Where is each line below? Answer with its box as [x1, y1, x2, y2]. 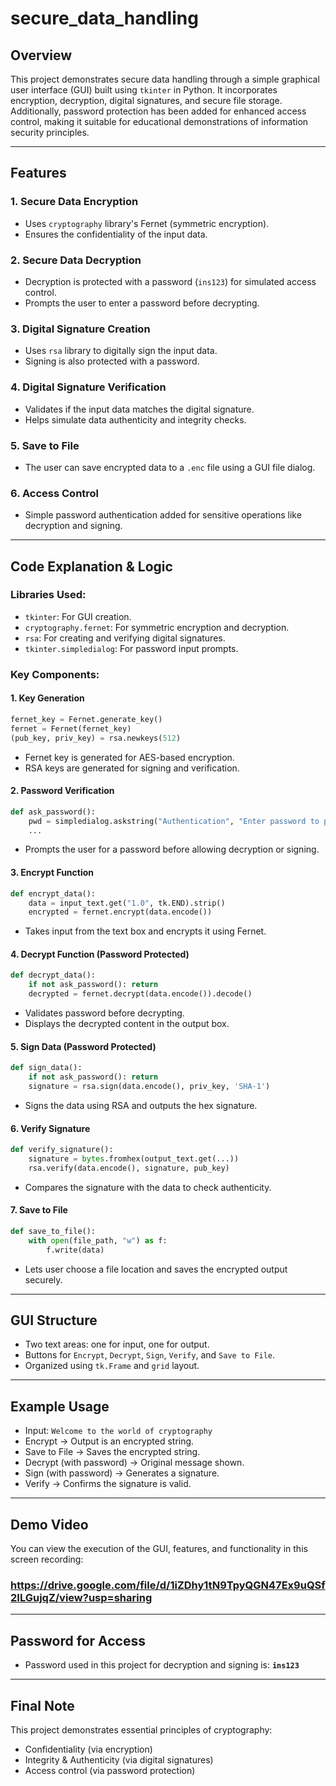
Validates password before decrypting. [24, 1007, 185, 1019]
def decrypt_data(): [10, 970, 97, 981]
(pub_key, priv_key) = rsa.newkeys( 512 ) [10, 733, 182, 743]
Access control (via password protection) [24, 1764, 196, 1776]
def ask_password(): [10, 807, 97, 817]
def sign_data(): [10, 1063, 83, 1073]
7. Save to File [10, 1204, 68, 1216]
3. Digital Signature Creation [10, 322, 151, 336]
